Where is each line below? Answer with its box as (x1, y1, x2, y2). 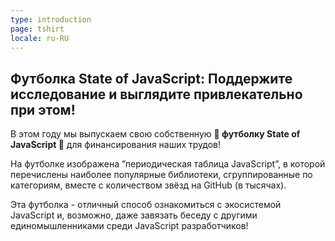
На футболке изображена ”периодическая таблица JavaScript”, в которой (10, 158, 326, 170)
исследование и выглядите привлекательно (10, 86, 303, 103)
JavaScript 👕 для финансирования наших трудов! (10, 139, 222, 151)
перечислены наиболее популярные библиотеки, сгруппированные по (10, 169, 313, 181)
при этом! (10, 101, 76, 118)
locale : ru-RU (10, 33, 70, 43)
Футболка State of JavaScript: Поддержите (10, 70, 293, 87)
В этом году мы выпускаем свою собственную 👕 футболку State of (10, 128, 301, 140)
